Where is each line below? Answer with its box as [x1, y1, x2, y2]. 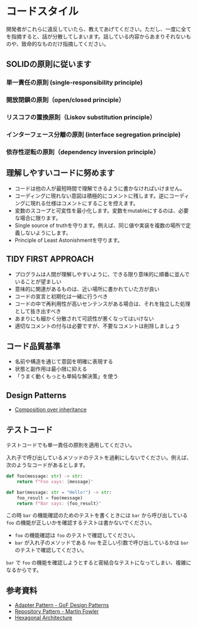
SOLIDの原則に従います [6, 59, 91, 69]
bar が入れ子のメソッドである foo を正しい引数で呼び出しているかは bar [14, 539, 189, 547]
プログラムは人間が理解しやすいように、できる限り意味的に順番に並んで [14, 270, 190, 277]
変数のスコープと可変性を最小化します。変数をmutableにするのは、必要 [14, 207, 189, 214]
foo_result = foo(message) [17, 495, 83, 501]
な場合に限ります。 [14, 214, 61, 221]
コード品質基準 [6, 341, 61, 351]
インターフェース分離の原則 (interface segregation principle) [6, 131, 181, 139]
